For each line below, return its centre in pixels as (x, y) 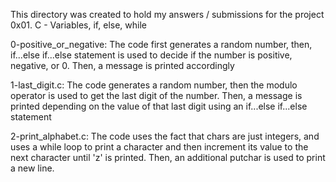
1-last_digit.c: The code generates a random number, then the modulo (154, 85)
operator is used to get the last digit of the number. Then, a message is (156, 95)
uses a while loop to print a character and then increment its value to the (159, 147)
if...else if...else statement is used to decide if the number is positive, (151, 55)
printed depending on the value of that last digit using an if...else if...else (159, 106)
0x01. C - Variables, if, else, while (78, 25)
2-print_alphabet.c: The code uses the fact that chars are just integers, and (165, 136)
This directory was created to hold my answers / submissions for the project (167, 14)
